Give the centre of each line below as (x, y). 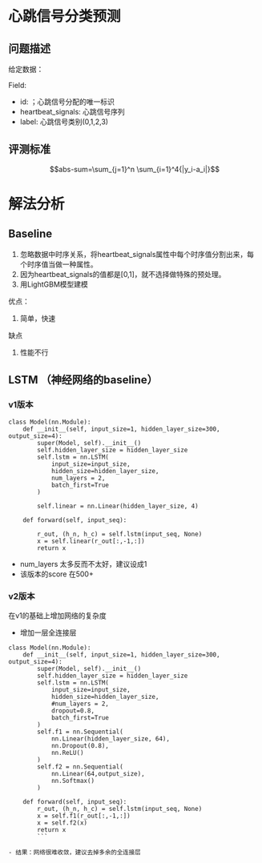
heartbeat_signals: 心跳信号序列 (73, 112)
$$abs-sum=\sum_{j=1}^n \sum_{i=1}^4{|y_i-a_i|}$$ (135, 169)
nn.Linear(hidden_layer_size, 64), (111, 739)
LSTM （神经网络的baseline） (83, 380)
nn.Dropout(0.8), (80, 745)
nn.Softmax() (73, 781)
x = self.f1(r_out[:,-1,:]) (84, 816)
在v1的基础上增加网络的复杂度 (57, 615)
